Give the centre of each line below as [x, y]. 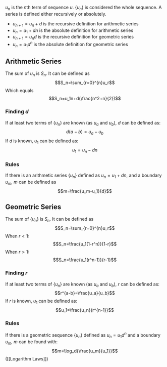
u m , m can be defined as [31, 182]
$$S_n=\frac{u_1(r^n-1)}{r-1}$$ [85, 260]
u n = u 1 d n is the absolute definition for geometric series [70, 45]
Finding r [16, 273]
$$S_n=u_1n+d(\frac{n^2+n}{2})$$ [85, 99]
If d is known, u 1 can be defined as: [42, 141]
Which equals [19, 91]
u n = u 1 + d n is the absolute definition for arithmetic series [73, 31]
